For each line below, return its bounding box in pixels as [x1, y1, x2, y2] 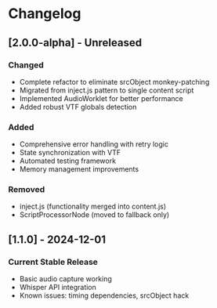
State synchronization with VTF [19, 148, 121, 158]
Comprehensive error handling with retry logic [19, 140, 168, 149]
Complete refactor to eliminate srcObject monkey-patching [19, 77, 210, 86]
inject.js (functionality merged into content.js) [19, 201, 167, 212]
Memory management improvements [19, 165, 139, 174]
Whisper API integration [19, 283, 96, 292]
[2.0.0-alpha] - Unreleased [8, 36, 143, 49]
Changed [8, 60, 45, 71]
